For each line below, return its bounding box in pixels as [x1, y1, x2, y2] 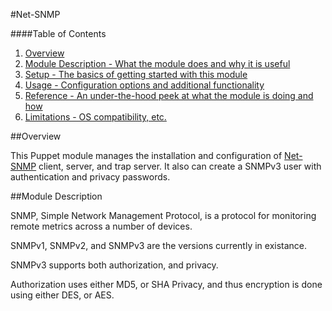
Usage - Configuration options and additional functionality [24, 79, 265, 91]
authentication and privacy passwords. [10, 171, 171, 183]
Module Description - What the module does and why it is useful [24, 58, 291, 69]
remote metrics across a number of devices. [10, 220, 193, 232]
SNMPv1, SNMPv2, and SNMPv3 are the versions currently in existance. [10, 240, 308, 251]
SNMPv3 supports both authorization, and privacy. [10, 259, 219, 271]
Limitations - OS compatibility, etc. [24, 111, 167, 123]
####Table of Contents [10, 28, 107, 39]
